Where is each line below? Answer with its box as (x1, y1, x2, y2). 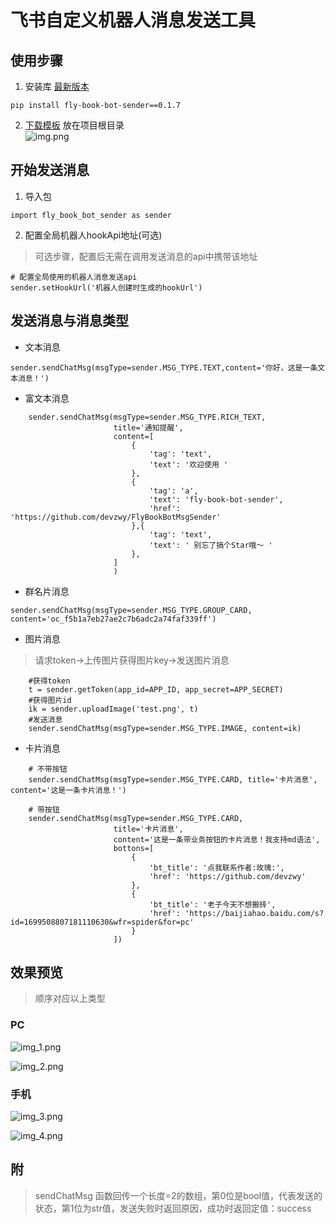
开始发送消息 (10, 162, 90, 179)
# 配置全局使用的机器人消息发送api (10, 272, 138, 282)
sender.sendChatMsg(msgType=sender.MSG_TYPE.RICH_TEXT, (28, 412, 267, 422)
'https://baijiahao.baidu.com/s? (184, 908, 325, 918)
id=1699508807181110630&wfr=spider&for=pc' (10, 917, 195, 927)
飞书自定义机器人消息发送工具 (10, 9, 257, 32)
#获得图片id (28, 695, 72, 705)
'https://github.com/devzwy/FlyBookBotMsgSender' (10, 512, 222, 522)
